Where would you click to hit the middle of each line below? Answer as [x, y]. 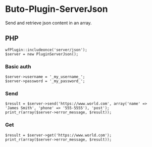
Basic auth [18, 66]
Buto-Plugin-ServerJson [56, 9]
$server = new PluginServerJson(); [42, 54]
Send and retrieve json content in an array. [49, 23]
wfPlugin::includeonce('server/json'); [46, 50]
